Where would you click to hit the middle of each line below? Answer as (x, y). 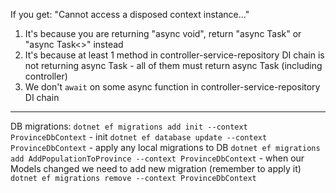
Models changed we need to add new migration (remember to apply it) (156, 168)
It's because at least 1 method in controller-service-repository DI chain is (174, 55)
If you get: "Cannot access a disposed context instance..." (130, 14)
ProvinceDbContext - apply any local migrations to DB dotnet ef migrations (165, 147)
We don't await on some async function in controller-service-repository (172, 87)
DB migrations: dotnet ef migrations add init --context (129, 126)
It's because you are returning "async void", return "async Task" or (163, 33)
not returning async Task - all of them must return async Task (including (173, 65)
